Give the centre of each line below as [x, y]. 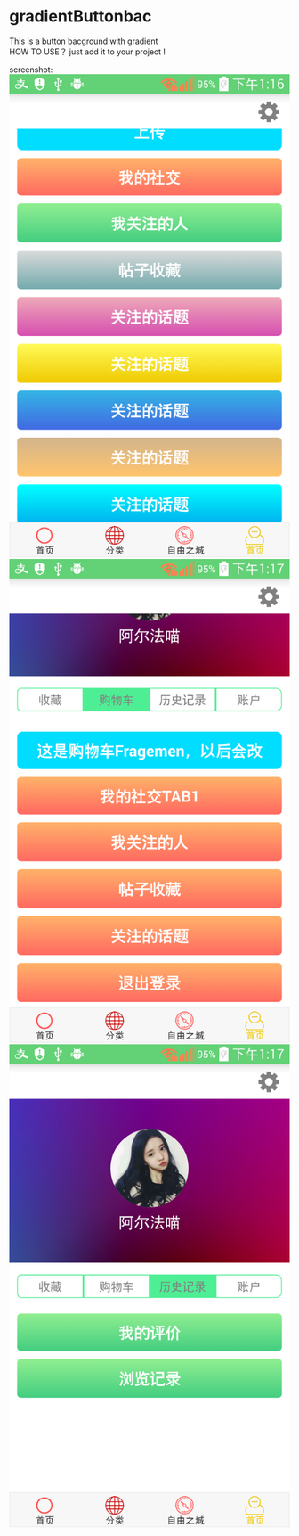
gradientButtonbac [81, 16]
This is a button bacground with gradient [84, 41]
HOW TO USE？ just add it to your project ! [88, 52]
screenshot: [31, 70]
